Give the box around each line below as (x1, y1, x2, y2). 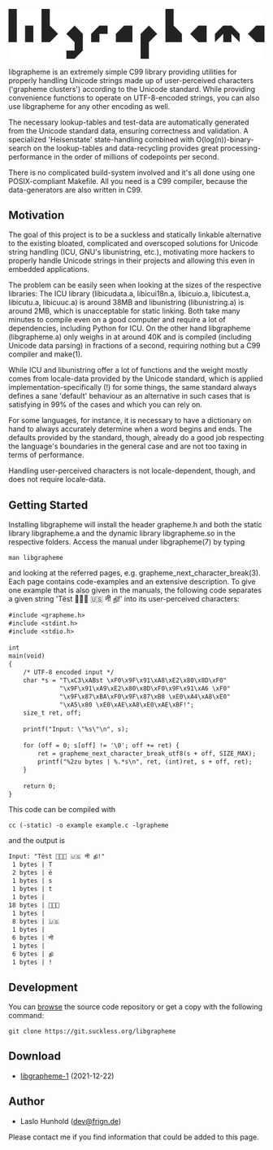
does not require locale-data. (8, 474, 106, 484)
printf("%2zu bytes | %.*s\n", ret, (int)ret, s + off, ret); (37, 758, 253, 766)
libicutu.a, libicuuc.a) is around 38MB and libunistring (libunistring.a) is (8, 298, 245, 308)
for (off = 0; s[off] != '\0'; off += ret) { (23, 741, 180, 750)
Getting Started (8, 498, 89, 512)
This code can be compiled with (8, 805, 116, 815)
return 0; (23, 782, 57, 790)
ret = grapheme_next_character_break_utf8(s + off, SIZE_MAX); (37, 750, 256, 758)
